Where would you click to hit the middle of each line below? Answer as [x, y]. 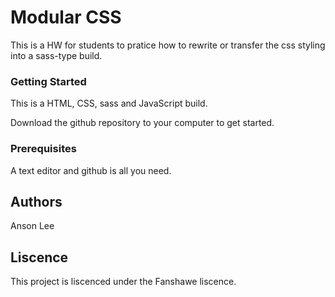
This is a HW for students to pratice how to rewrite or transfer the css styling [168, 45]
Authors [36, 201]
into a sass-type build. [56, 55]
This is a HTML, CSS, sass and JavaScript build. [109, 103]
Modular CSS [66, 17]
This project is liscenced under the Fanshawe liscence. [123, 282]
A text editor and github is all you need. [91, 170]
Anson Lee [32, 226]
